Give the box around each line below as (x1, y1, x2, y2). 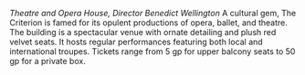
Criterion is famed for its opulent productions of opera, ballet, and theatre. (9, 17, 288, 28)
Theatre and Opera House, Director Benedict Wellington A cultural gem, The (9, 8, 297, 18)
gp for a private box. (9, 56, 87, 66)
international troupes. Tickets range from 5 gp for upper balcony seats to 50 (9, 46, 296, 57)
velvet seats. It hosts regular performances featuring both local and (9, 36, 263, 47)
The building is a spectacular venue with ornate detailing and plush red (9, 27, 277, 37)
